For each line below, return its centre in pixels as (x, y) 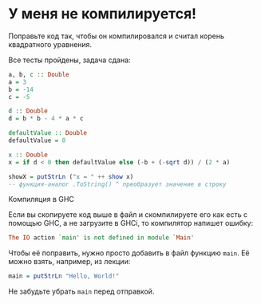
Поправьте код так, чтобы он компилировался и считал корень (117, 36)
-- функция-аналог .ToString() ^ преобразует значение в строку (117, 184)
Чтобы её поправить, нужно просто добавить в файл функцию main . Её (129, 253)
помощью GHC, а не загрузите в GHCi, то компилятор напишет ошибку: (131, 223)
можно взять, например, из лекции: (69, 262)
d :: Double (28, 111)
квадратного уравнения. (50, 44)
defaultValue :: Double (48, 133)
